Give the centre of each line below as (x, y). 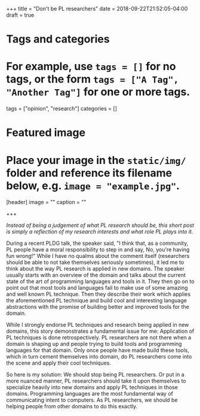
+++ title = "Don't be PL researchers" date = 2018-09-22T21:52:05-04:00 (97, 9)
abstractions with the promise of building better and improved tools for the (98, 307)
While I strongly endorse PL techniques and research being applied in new (98, 325)
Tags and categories (58, 39)
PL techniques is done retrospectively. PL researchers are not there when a (99, 338)
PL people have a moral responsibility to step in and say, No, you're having (98, 250)
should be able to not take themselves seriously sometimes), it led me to (95, 262)
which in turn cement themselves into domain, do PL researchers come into (99, 357)
